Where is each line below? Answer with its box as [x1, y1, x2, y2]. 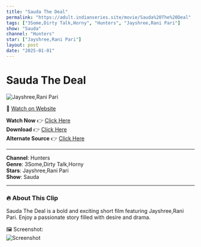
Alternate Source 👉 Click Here [6, 135, 85, 142]
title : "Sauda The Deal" [6, 8, 68, 15]
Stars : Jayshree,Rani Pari [6, 167, 69, 174]
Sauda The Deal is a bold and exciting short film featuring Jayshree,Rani [6, 207, 184, 214]
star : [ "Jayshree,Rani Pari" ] [6, 36, 82, 42]
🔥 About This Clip [6, 194, 59, 202]
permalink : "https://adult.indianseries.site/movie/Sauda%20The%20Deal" [6, 14, 191, 20]
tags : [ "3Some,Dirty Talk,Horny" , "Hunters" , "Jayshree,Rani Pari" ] [6, 20, 181, 26]
